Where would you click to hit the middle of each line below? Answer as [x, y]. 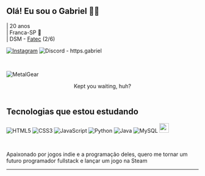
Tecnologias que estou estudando [72, 112]
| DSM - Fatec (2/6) [31, 39]
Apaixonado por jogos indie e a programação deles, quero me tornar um [97, 154]
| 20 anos [18, 26]
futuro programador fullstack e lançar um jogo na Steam [77, 160]
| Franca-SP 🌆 [24, 32]
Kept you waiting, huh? [103, 86]
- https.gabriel [84, 51]
